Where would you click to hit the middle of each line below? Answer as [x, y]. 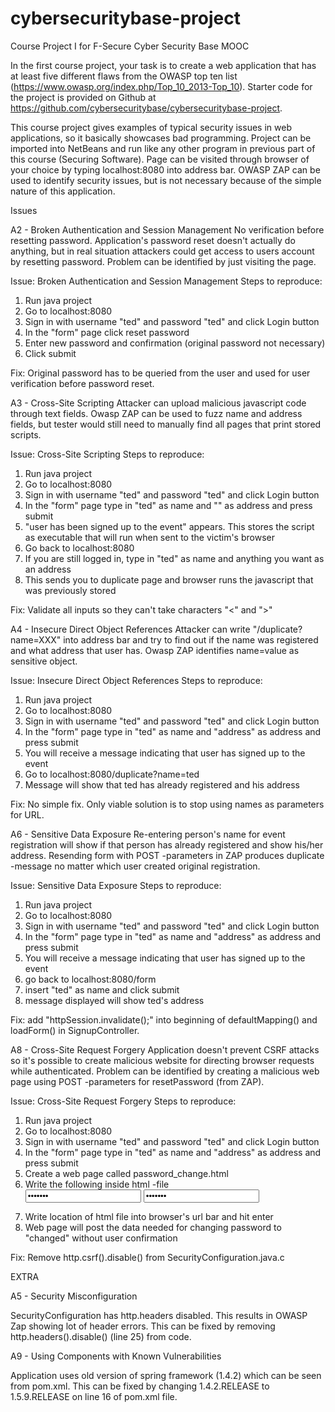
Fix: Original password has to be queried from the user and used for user [160, 373]
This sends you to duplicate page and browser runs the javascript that [169, 579]
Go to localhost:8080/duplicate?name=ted [112, 774]
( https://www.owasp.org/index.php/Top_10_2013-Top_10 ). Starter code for [161, 86]
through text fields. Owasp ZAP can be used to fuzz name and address [156, 413]
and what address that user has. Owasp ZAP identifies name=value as [155, 650]
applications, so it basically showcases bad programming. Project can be [161, 138]
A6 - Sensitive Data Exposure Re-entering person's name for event [148, 834]
